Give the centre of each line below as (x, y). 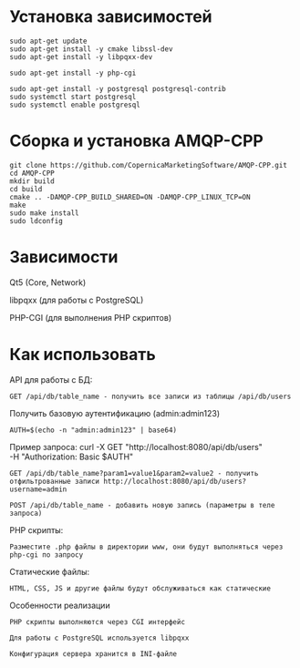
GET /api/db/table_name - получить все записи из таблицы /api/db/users (150, 396)
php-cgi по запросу (47, 555)
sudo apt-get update (49, 41)
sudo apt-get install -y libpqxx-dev (81, 57)
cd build (26, 189)
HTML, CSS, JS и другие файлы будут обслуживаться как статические (140, 588)
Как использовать (83, 355)
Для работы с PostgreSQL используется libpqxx (99, 638)
